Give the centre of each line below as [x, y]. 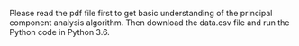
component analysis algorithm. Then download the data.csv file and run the [149, 23]
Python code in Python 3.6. [59, 32]
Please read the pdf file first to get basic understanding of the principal [141, 13]
